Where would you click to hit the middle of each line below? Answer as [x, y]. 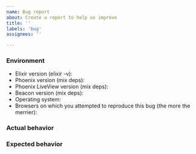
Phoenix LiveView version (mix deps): [62, 87]
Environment [26, 61]
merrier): [26, 112]
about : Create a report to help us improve [62, 18]
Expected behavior [35, 144]
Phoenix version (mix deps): [50, 80]
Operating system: [38, 100]
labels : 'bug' [24, 29]
